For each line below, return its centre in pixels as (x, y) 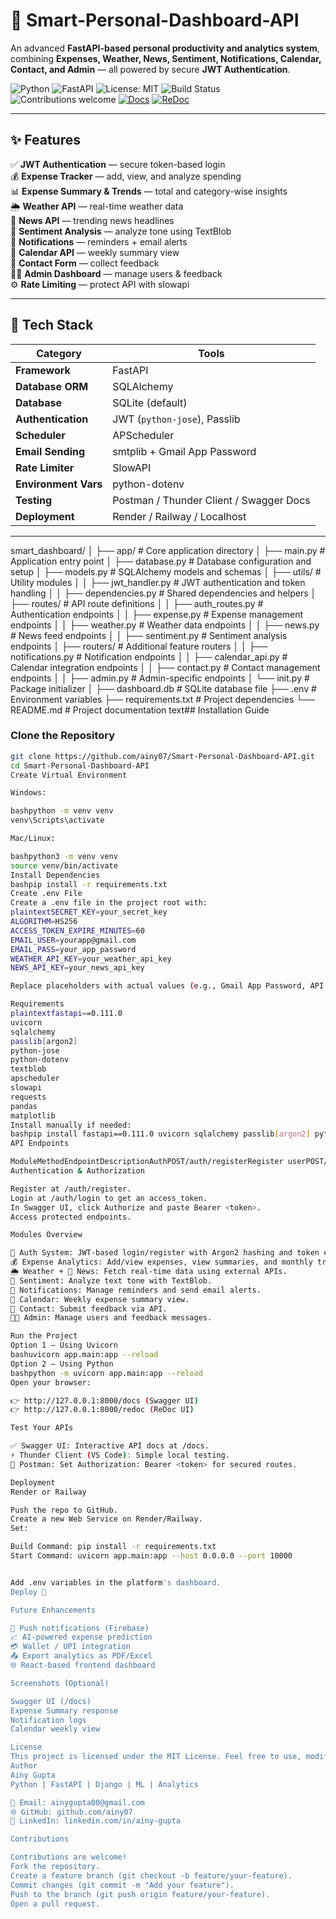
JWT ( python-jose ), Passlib (176, 419)
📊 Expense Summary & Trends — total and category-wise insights (149, 191)
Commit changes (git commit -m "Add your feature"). (122, 1885)
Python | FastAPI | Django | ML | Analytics (104, 1784)
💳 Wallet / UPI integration (70, 1647)
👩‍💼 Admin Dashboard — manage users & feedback (116, 273)
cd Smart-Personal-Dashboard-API (80, 765)
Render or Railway (48, 1492)
